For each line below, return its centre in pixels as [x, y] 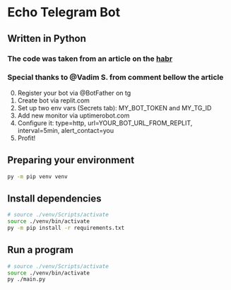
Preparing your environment [71, 160]
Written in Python [47, 39]
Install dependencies [54, 198]
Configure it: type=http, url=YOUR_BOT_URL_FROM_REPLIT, [105, 123]
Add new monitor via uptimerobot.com [73, 115]
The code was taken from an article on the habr [90, 59]
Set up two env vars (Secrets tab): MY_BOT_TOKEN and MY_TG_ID [114, 108]
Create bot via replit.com [54, 100]
